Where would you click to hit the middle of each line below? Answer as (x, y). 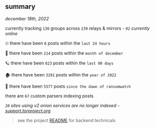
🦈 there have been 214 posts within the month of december (64, 53)
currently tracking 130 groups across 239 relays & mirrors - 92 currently (77, 28)
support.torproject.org (28, 111)
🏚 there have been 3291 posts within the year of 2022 (61, 74)
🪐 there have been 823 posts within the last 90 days (59, 63)
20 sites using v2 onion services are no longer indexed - (62, 105)
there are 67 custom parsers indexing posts (49, 96)
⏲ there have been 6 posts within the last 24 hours (58, 43)
